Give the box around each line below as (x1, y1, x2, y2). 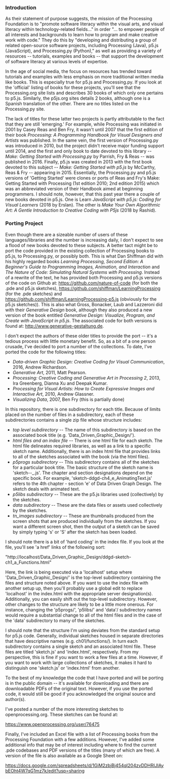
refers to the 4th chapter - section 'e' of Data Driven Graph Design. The (12, 480, 162, 486)
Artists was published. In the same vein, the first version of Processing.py (5, 137, 158, 143)
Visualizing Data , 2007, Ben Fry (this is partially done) (12, 396, 125, 402)
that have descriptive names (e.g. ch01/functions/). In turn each (5, 638, 138, 644)
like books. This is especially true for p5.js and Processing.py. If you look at (5, 79, 162, 85)
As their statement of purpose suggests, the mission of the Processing (5, 16, 153, 22)
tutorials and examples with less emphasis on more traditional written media (5, 74, 163, 80)
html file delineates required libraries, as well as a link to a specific (12, 442, 151, 449)
